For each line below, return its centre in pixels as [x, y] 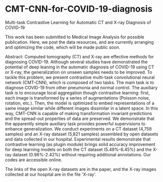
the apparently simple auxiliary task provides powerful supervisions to [75, 124]
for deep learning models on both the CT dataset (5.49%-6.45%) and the [78, 149]
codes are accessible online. [34, 160]
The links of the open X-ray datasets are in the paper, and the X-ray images [81, 169]
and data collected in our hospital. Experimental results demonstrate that [78, 139]
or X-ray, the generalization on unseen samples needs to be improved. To [79, 72]
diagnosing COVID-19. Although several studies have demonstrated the [76, 62]
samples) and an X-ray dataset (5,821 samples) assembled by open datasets [82, 134]
